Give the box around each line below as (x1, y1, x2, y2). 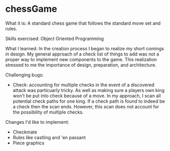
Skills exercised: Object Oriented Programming (5, 35, 104, 42)
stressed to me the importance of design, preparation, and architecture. (5, 62, 157, 68)
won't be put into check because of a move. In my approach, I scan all (12, 92, 161, 99)
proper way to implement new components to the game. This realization (5, 56, 157, 62)
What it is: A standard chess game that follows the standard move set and (5, 20, 161, 26)
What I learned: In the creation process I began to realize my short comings (5, 45, 164, 51)
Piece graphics (12, 140, 45, 146)
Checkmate (12, 129, 37, 135)
